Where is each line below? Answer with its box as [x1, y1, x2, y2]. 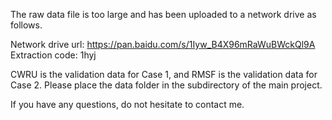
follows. [10, 19, 43, 31]
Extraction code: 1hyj [10, 49, 97, 61]
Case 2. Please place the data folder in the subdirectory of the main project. [10, 79, 323, 91]
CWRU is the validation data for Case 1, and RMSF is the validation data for [10, 69, 318, 80]
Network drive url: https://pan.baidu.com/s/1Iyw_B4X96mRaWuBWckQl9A [10, 39, 316, 50]
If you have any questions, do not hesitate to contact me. [10, 99, 245, 110]
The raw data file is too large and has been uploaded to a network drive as [10, 9, 317, 20]
